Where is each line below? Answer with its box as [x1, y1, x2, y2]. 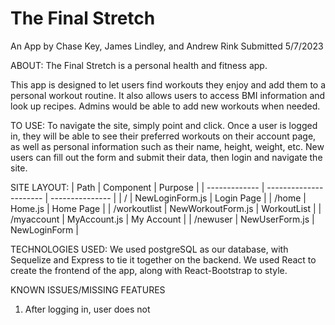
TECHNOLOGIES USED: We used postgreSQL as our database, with [10, 243, 289, 255]
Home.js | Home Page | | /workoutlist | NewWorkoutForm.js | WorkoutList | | [10, 202, 322, 214]
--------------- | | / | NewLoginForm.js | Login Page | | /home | [50, 192, 307, 204]
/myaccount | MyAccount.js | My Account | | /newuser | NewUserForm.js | [10, 213, 315, 225]
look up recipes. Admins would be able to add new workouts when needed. [10, 100, 321, 112]
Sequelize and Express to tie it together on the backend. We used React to [10, 253, 317, 266]
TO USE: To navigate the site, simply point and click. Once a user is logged [10, 119, 318, 131]
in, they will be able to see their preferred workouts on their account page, [10, 130, 317, 142]
